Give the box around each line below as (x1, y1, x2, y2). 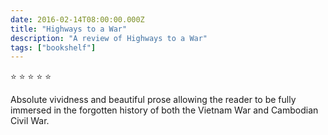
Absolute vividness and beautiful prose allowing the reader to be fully (10, 94, 297, 106)
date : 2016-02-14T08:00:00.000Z (10, 14, 145, 25)
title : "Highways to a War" (10, 24, 128, 34)
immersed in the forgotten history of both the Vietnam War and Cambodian (10, 104, 319, 116)
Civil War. (10, 115, 50, 127)
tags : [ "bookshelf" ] (10, 42, 97, 53)
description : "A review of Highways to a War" (10, 33, 208, 43)
